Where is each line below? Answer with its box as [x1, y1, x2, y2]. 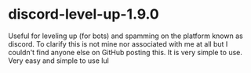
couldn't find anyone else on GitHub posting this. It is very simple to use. [8, 47, 243, 57]
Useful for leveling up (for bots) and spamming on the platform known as [8, 31, 243, 40]
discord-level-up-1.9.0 [8, 5, 159, 23]
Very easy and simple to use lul [8, 56, 110, 65]
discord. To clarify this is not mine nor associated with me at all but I [8, 39, 228, 48]
